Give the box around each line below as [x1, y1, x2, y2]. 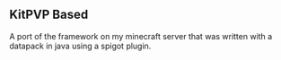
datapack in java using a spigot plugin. [9, 40, 152, 51]
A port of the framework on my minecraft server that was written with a [9, 30, 273, 41]
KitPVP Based [9, 7, 89, 22]
